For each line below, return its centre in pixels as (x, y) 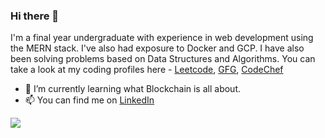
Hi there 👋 (35, 16)
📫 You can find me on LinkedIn (89, 100)
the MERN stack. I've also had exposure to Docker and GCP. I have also (157, 48)
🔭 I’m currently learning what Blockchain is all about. (132, 89)
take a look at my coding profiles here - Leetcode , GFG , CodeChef (147, 70)
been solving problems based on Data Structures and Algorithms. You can (163, 59)
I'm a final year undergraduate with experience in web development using (162, 38)
